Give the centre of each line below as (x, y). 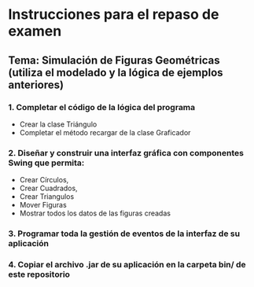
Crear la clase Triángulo (58, 124)
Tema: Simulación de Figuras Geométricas (114, 60)
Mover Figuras (43, 205)
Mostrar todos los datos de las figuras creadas (95, 213)
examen (35, 31)
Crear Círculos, (44, 180)
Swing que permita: (46, 163)
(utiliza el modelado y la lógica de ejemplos (116, 72)
